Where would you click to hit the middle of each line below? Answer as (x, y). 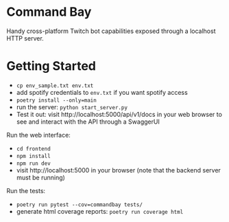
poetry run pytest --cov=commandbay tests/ (80, 204)
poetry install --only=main (56, 100)
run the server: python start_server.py (72, 107)
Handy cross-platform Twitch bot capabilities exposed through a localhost (111, 31)
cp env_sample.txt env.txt (55, 86)
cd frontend (33, 148)
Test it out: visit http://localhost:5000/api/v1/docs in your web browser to (119, 114)
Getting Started (51, 66)
